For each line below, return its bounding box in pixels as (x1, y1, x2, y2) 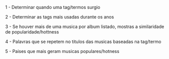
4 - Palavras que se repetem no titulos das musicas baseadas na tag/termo (5, 38, 161, 44)
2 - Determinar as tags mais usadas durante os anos (5, 14, 115, 19)
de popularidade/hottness (5, 29, 59, 34)
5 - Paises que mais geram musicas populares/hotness (5, 48, 120, 54)
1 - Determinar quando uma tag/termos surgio (5, 4, 100, 10)
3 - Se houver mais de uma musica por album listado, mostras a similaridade (5, 23, 164, 29)
